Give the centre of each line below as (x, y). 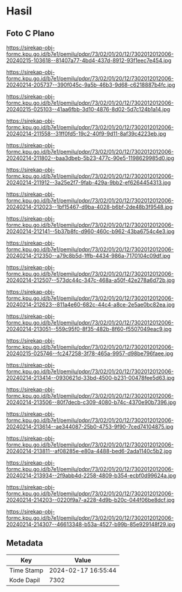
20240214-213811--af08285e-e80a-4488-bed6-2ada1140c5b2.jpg (89, 451)
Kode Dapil (25, 580)
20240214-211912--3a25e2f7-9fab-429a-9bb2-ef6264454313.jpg (89, 182)
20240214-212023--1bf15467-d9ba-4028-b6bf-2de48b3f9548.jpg (89, 207)
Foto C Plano (30, 33)
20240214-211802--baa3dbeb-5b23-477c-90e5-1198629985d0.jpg (90, 158)
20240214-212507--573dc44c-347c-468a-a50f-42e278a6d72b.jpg (91, 280)
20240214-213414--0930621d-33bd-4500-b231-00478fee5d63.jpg (90, 378)
